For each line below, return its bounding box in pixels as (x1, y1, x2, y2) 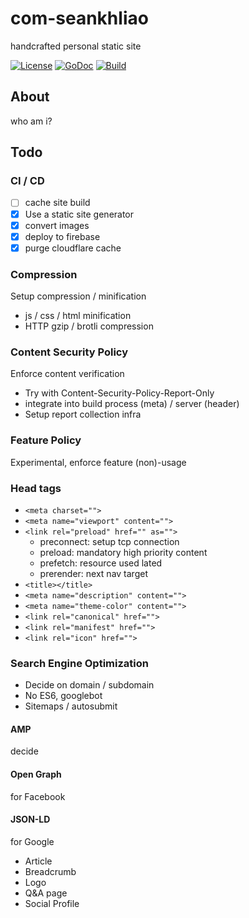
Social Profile (24, 897, 80, 909)
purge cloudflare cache (24, 242, 122, 254)
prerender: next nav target (39, 567, 148, 579)
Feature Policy (10, 433, 82, 447)
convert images (24, 219, 90, 231)
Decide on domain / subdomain (24, 679, 155, 691)
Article (24, 855, 53, 867)
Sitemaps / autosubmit (24, 700, 118, 712)
